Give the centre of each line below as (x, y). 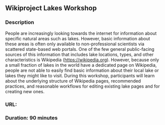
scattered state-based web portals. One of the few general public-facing (80, 49)
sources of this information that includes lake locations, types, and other (79, 54)
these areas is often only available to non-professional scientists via (75, 44)
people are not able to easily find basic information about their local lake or (82, 70)
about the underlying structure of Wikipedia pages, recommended (73, 81)
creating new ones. (25, 91)
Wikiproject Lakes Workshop (51, 8)
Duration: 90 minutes (31, 118)
